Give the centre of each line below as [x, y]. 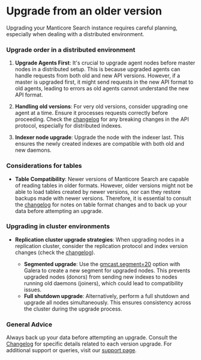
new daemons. [33, 150]
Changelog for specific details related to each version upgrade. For [89, 344]
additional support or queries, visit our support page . [71, 350]
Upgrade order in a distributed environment [71, 49]
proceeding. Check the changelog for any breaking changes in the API [102, 119]
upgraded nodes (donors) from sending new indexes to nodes [100, 277]
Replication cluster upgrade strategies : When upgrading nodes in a [99, 240]
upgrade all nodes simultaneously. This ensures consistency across [107, 302]
